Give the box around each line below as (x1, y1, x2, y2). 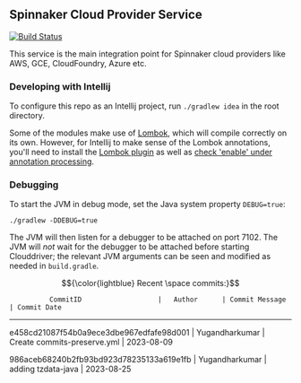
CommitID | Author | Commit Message (48, 295, 287, 304)
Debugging (9, 178, 59, 191)
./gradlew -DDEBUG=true (9, 216, 99, 225)
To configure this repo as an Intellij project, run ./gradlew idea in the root (9, 100, 279, 111)
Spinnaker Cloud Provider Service (9, 7, 203, 22)
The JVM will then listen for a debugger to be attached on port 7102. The (9, 232, 279, 243)
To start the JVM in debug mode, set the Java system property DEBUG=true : (9, 199, 286, 210)
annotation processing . (9, 156, 95, 167)
